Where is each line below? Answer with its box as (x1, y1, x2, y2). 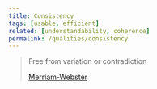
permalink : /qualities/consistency (8, 34, 129, 43)
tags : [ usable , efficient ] (8, 19, 100, 28)
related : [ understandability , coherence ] (8, 27, 151, 35)
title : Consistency (8, 11, 74, 20)
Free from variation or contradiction (28, 57, 147, 66)
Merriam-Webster (28, 72, 87, 82)
